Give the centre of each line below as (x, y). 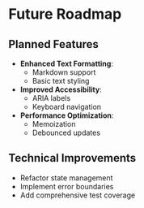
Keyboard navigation (67, 107)
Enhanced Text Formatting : (66, 63)
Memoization (54, 124)
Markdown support (64, 72)
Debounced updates (66, 132)
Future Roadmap (65, 14)
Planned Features (54, 44)
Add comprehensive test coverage (78, 195)
